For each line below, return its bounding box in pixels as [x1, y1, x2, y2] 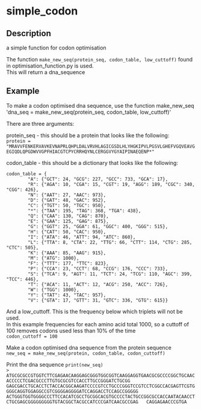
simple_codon [6, 4, 78, 18]
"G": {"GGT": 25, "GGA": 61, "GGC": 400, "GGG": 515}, [28, 223, 169, 229]
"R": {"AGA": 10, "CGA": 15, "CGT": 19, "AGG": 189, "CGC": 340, [28, 181, 196, 187]
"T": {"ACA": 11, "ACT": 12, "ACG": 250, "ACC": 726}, [28, 281, 169, 287]
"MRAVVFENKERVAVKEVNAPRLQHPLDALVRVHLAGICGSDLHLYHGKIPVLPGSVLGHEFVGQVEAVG [6, 143, 196, 149]
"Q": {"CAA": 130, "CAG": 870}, [28, 213, 110, 219]
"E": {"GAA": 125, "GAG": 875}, [28, 218, 110, 224]
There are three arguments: [6, 120, 75, 127]
